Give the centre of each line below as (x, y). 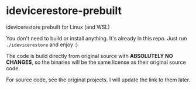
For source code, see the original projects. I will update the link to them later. (98, 80)
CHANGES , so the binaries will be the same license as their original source (96, 62)
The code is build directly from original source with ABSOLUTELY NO (90, 56)
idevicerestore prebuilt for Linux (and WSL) (58, 27)
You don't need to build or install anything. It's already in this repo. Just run (97, 38)
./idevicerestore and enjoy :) (42, 44)
